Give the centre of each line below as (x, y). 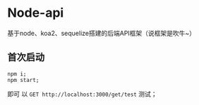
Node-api (36, 13)
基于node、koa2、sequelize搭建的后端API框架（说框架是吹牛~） (102, 33)
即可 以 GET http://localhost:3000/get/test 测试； (82, 94)
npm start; (23, 80)
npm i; (17, 74)
